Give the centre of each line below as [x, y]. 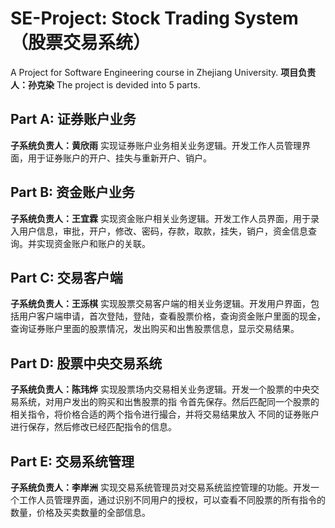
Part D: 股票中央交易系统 [86, 363]
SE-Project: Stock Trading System [154, 18]
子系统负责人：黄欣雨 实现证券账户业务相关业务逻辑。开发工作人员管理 [156, 145]
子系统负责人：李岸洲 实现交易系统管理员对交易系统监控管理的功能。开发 [160, 487]
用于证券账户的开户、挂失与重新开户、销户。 [119, 158]
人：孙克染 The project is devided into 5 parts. [105, 84]
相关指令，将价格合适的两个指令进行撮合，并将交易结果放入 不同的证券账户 [165, 414]
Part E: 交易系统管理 [72, 461]
